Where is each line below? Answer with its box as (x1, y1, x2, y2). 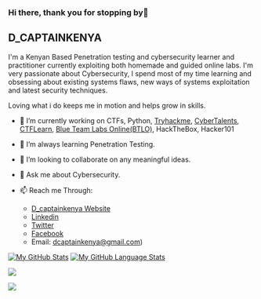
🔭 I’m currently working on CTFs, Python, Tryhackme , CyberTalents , (19, 115, 240, 125)
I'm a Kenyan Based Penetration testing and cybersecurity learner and (8, 52, 235, 61)
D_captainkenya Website (31, 203, 111, 213)
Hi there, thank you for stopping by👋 (8, 7, 149, 18)
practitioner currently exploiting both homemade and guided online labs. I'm (8, 60, 253, 70)
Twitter (31, 220, 55, 230)
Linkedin (31, 212, 59, 221)
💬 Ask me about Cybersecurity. (19, 170, 121, 179)
